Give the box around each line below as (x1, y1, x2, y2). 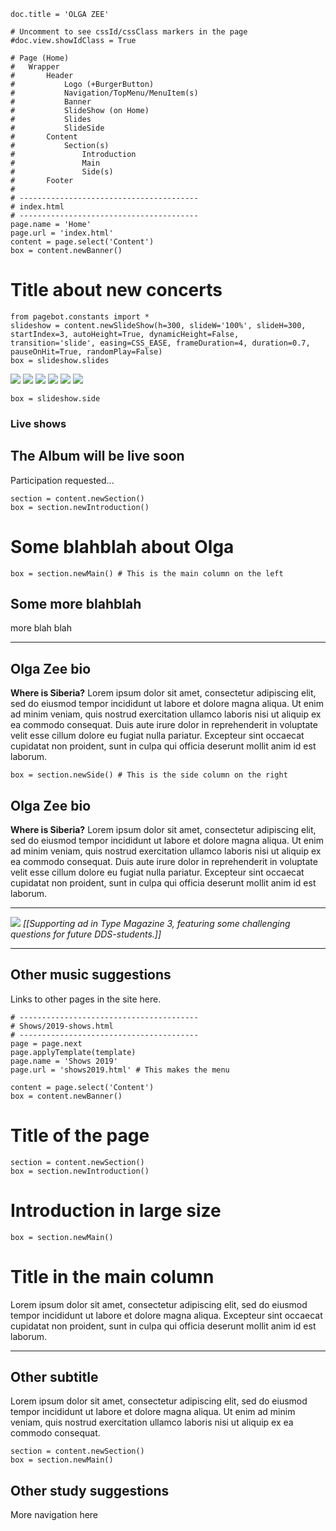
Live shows (10, 416, 67, 430)
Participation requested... (10, 474, 115, 486)
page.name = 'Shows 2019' (10, 1056, 118, 1066)
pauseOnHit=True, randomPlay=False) (10, 346, 163, 357)
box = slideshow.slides (10, 355, 110, 365)
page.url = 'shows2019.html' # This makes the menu (10, 1065, 230, 1075)
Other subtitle (10, 1369, 99, 1386)
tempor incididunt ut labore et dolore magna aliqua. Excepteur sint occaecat (10, 1309, 323, 1321)
